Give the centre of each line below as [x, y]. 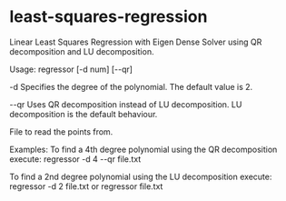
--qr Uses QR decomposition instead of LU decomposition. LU [126, 104]
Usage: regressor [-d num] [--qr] [71, 69]
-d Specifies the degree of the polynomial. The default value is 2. [131, 86]
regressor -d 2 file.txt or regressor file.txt [86, 186]
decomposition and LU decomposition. [82, 51]
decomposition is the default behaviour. [84, 114]
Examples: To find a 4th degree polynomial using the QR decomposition [143, 149]
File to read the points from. [61, 131]
